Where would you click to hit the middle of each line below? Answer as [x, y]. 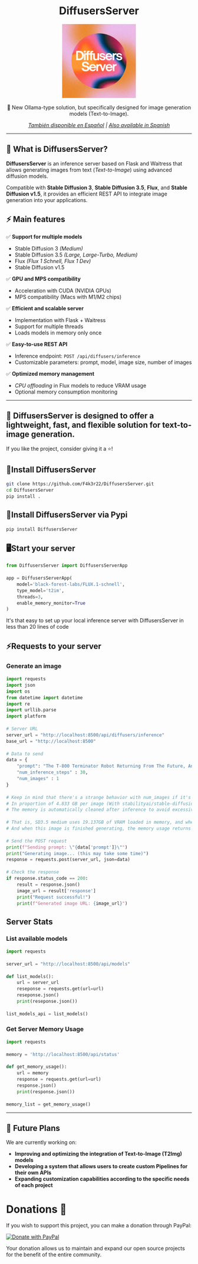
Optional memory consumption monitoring [66, 392]
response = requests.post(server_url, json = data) [68, 860]
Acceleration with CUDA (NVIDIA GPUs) [63, 290]
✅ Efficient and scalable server [45, 308]
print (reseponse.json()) [47, 1002]
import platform [26, 716]
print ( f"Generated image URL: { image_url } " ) [72, 903]
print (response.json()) [46, 1091]
